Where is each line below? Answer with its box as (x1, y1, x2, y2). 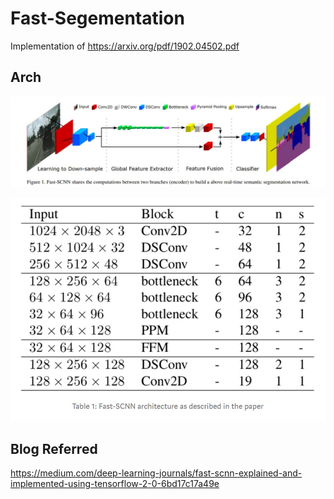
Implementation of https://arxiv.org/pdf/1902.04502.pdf (10, 40, 240, 52)
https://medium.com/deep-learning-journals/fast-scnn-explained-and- (10, 467, 303, 479)
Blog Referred (10, 440, 98, 457)
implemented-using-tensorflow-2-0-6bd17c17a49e (10, 478, 220, 490)
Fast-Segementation (10, 7, 185, 30)
